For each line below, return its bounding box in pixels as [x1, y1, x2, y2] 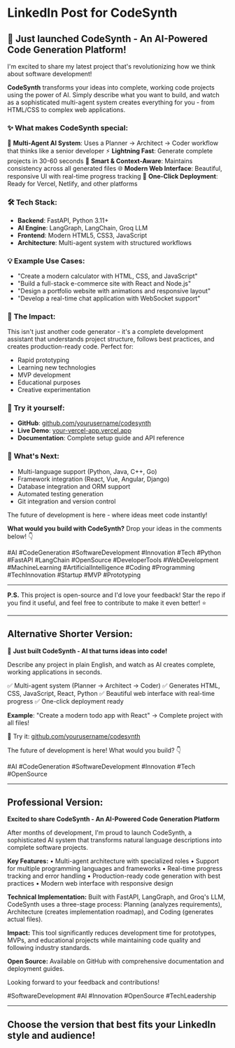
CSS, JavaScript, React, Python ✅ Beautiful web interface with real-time [7, 689, 215, 697]
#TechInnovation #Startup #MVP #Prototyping [7, 571, 141, 579]
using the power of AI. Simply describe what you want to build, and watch [7, 91, 220, 99]
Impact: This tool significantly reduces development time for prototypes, [7, 929, 217, 937]
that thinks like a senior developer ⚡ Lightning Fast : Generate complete [7, 147, 213, 155]
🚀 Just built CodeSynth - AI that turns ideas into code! [7, 646, 168, 655]
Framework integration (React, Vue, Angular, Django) [17, 475, 170, 483]
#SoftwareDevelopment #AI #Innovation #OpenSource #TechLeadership [7, 992, 217, 1000]
